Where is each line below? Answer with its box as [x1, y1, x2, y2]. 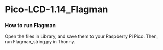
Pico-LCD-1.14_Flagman [5, 4, 108, 15]
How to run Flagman [5, 22, 56, 29]
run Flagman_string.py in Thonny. [5, 39, 75, 45]
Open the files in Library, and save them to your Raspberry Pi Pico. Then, [5, 33, 158, 39]
